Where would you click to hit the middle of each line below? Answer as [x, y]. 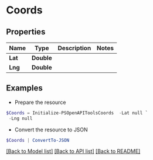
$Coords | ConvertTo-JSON [38, 140]
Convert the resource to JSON [51, 130]
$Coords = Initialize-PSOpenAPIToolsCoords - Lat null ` [77, 113]
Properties [26, 32]
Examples [24, 88]
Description [74, 48]
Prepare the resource [40, 102]
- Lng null [21, 118]
